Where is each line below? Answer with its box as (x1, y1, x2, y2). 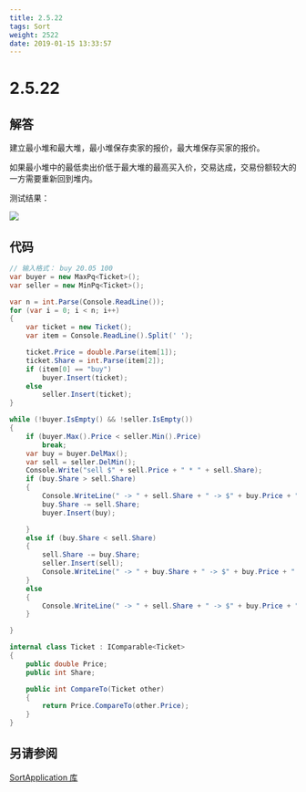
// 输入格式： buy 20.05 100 (9, 264, 114, 274)
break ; (42, 440, 67, 450)
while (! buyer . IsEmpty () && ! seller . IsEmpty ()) (9, 415, 194, 424)
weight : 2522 (9, 30, 59, 39)
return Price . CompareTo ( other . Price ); (42, 702, 189, 711)
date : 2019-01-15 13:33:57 (9, 38, 112, 48)
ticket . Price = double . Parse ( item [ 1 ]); (25, 348, 178, 357)
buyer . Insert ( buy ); (42, 508, 117, 517)
